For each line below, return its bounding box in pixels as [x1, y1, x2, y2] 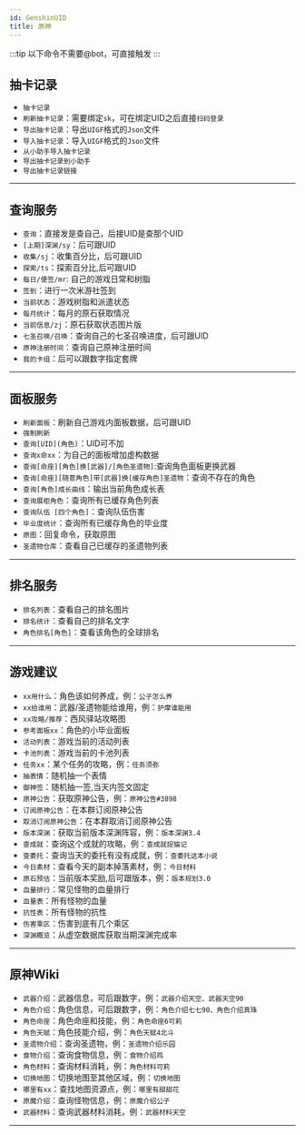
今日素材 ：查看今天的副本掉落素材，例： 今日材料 [22, 861, 197, 872]
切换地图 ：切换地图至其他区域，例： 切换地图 [22, 1072, 181, 1083]
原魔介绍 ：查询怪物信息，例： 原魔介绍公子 [22, 1095, 171, 1106]
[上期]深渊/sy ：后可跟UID [22, 239, 116, 250]
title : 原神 [9, 22, 52, 31]
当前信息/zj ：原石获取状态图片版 [22, 319, 143, 330]
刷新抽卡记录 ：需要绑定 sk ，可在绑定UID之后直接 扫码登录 [22, 113, 224, 124]
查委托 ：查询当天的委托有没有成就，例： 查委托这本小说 [22, 849, 218, 860]
